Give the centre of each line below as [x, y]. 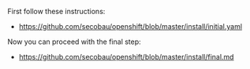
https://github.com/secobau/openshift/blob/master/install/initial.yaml [130, 26]
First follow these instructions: [56, 11]
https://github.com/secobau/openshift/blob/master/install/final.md [126, 57]
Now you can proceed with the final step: [74, 42]
